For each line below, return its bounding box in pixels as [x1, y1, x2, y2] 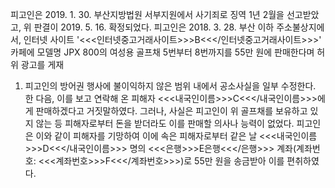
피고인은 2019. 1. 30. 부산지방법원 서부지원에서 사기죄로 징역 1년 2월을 [10, 9, 285, 20]
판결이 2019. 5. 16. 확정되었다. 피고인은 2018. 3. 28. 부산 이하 [33, 21, 275, 33]
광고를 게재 [20, 59, 65, 70]
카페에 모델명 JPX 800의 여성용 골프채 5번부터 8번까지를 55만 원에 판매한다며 [10, 46, 315, 58]
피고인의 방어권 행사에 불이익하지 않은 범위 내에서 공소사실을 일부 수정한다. [24, 80, 317, 92]
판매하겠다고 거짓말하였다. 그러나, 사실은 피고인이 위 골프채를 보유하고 [35, 105, 308, 117]
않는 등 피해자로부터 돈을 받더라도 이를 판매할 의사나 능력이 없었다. [35, 118, 295, 129]
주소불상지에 [276, 21, 325, 33]
